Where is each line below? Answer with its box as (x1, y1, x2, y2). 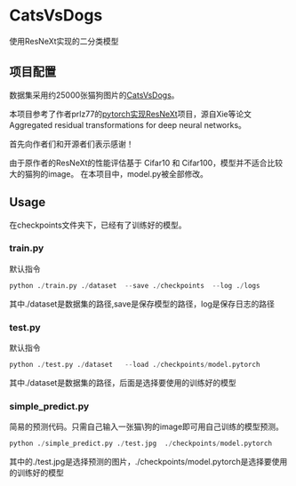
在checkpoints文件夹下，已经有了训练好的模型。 (9, 219, 187, 230)
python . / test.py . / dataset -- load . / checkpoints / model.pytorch (9, 361, 260, 370)
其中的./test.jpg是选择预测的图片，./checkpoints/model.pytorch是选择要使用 (9, 457, 288, 467)
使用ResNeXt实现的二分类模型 (9, 36, 119, 46)
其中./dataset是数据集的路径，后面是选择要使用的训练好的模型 (9, 377, 237, 387)
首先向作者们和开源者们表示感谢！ (9, 139, 134, 149)
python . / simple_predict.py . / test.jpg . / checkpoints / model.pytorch (9, 439, 273, 449)
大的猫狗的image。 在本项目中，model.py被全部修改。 (9, 168, 209, 179)
